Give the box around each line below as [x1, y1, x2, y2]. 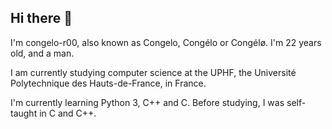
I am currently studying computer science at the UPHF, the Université [10, 66, 297, 78]
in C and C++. [39, 107, 97, 119]
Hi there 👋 [10, 10, 73, 27]
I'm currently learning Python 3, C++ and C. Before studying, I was [10, 96, 285, 108]
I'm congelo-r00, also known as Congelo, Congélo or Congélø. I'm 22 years [10, 36, 322, 48]
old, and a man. [10, 47, 75, 59]
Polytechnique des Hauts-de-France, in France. [10, 77, 207, 89]
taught [10, 107, 38, 119]
